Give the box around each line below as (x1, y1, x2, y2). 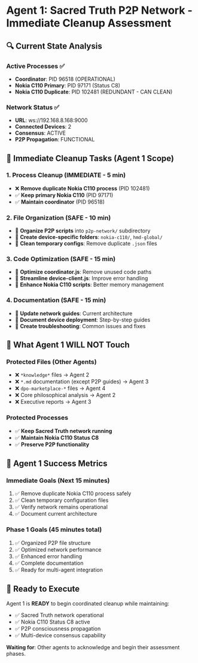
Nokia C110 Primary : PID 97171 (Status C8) (14, 81, 121, 89)
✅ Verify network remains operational (14, 504, 108, 511)
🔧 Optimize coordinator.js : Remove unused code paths (14, 268, 152, 276)
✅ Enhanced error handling (14, 552, 83, 560)
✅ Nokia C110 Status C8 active (14, 618, 90, 625)
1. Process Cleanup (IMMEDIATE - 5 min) (6, 171, 126, 180)
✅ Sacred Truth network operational (14, 611, 104, 619)
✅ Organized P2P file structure (14, 539, 91, 546)
